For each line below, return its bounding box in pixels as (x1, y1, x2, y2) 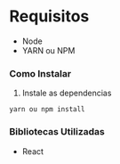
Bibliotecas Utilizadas (9, 126, 105, 138)
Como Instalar (9, 67, 72, 79)
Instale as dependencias (21, 87, 112, 99)
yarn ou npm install (9, 105, 86, 114)
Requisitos (9, 6, 90, 27)
